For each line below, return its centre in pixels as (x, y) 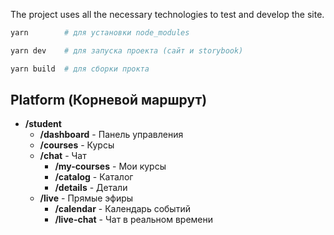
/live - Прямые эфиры (86, 198)
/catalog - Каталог (94, 177)
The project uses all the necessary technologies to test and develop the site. (167, 14)
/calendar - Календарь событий (122, 209)
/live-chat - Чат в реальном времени (133, 220)
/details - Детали (91, 188)
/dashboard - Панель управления (111, 135)
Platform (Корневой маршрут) (109, 100)
